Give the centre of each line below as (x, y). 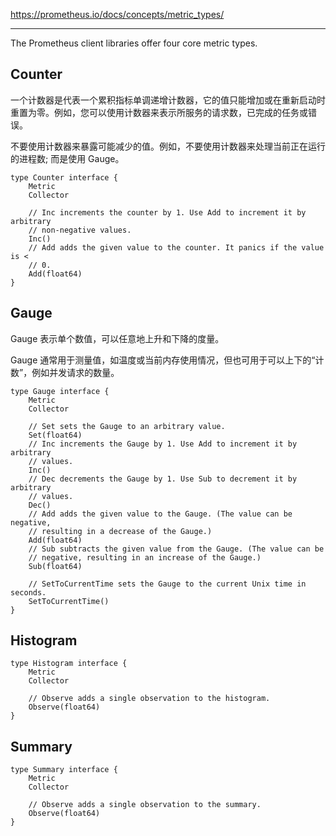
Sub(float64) (55, 566)
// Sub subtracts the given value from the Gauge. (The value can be (176, 549)
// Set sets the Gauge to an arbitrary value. (127, 426)
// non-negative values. (80, 230)
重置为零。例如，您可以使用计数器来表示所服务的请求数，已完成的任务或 (159, 112)
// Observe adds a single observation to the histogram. (149, 699)
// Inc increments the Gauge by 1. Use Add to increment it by (163, 444)
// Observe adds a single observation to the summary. (145, 805)
